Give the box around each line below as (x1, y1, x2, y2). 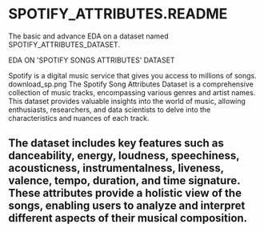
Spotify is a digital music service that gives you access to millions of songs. (8, 70, 258, 80)
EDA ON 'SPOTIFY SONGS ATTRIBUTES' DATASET (8, 55, 175, 65)
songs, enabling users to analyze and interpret (8, 199, 246, 213)
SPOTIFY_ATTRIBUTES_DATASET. (8, 39, 120, 49)
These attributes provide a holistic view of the (8, 186, 242, 200)
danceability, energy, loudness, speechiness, (8, 149, 240, 162)
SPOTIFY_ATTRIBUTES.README (8, 5, 228, 23)
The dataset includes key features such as (8, 137, 224, 150)
